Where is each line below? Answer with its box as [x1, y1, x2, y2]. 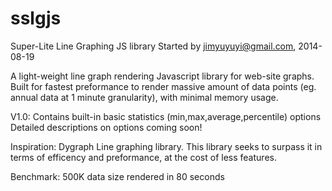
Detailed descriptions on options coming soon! [10, 121, 203, 133]
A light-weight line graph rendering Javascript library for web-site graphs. [10, 70, 315, 82]
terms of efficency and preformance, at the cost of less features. [10, 151, 277, 163]
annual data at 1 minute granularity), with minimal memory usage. [10, 91, 279, 103]
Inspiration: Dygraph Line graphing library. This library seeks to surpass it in [10, 140, 323, 152]
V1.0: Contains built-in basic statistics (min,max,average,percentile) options [10, 110, 322, 122]
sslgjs [10, 7, 62, 30]
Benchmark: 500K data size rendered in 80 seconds [10, 170, 225, 182]
